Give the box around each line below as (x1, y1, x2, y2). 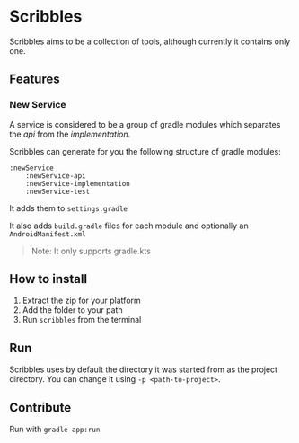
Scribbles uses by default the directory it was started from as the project (9, 364, 278, 375)
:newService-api (25, 171, 87, 181)
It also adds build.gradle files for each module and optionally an (9, 220, 249, 231)
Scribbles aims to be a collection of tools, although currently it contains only (9, 36, 291, 47)
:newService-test (25, 187, 91, 196)
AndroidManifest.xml (9, 229, 87, 239)
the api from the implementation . (9, 128, 131, 139)
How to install (9, 271, 88, 287)
